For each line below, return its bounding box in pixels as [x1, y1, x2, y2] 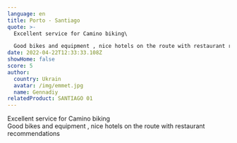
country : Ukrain [13, 75, 61, 82]
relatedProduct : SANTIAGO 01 [7, 95, 93, 102]
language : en [7, 10, 46, 18]
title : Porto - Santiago [7, 17, 80, 24]
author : [7, 68, 30, 76]
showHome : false [7, 56, 55, 63]
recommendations [7, 130, 61, 138]
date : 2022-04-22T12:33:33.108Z [7, 49, 102, 56]
